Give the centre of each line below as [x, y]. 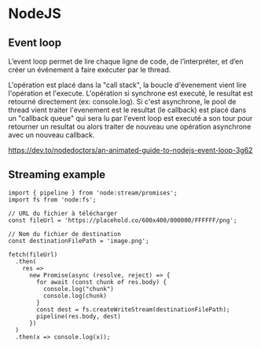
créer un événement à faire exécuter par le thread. [90, 70]
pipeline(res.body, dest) [79, 316]
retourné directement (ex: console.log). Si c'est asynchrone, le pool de [122, 102]
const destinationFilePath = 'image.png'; [79, 241]
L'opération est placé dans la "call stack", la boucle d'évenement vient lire [127, 85]
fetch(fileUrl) [33, 254]
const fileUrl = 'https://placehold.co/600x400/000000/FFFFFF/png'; [123, 220]
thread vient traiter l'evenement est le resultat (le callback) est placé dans [127, 110]
